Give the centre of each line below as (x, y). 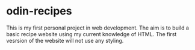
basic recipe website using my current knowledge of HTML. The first (91, 34)
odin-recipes (39, 11)
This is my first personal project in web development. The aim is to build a (98, 28)
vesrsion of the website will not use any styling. (65, 40)
